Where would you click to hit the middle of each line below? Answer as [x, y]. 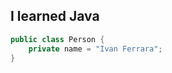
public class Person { [57, 39]
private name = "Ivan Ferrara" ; [95, 49]
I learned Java [55, 16]
